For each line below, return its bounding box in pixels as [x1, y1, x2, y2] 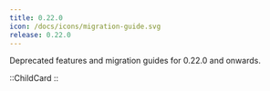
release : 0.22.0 [9, 30, 71, 39]
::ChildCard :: [9, 73, 59, 84]
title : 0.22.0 [9, 13, 64, 23]
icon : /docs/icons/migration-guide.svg [9, 22, 161, 31]
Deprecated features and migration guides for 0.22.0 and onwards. [9, 56, 262, 66]
